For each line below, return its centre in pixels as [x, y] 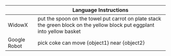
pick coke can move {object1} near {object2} [91, 43]
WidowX [18, 25]
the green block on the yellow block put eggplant [96, 25]
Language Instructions [100, 10]
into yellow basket [59, 31]
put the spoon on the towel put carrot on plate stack [99, 19]
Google [17, 39]
